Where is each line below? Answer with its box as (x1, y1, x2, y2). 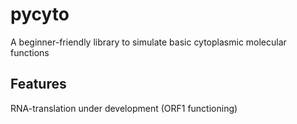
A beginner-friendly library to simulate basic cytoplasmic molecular (10, 36, 287, 48)
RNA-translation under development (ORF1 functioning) (10, 102, 238, 114)
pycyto (10, 3, 70, 26)
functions (10, 46, 50, 58)
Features (10, 76, 67, 93)
